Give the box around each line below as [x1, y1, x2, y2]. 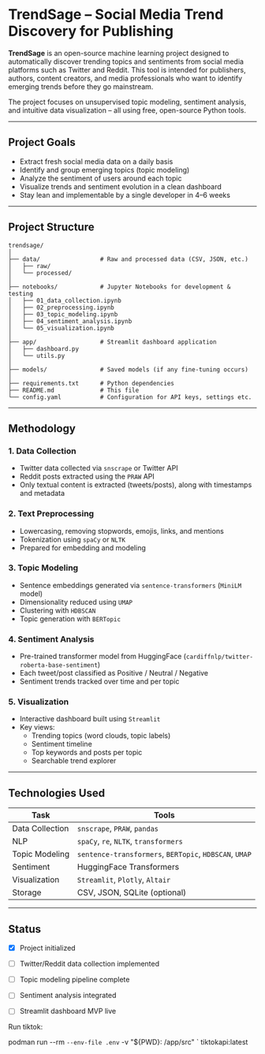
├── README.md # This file [8, 386, 140, 394]
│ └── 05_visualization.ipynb [8, 324, 114, 332]
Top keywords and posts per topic [31, 747, 143, 758]
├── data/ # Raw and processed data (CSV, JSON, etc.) [8, 255, 248, 263]
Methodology [8, 422, 77, 435]
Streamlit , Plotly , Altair [77, 874, 171, 885]
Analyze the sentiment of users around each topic [19, 173, 182, 183]
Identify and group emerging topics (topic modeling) [19, 165, 190, 174]
